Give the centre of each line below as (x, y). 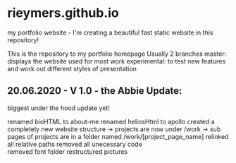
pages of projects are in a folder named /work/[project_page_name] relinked (118, 136)
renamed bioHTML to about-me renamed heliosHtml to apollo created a (111, 121)
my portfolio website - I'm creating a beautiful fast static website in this (110, 32)
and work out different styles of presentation (72, 68)
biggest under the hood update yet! (59, 108)
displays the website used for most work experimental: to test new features (117, 61)
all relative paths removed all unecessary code (75, 144)
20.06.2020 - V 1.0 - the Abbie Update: (95, 91)
